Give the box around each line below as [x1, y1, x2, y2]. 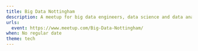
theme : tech [6, 36, 35, 42]
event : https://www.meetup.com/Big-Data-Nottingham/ [11, 25, 144, 31]
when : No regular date [6, 30, 62, 36]
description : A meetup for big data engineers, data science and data [6, 14, 183, 20]
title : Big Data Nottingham [6, 8, 75, 15]
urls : [6, 19, 19, 25]
